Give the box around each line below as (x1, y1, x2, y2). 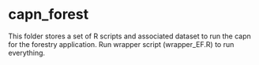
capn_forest (8, 5, 89, 23)
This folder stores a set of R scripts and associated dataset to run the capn (8, 31, 251, 41)
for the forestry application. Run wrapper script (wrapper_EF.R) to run (8, 39, 235, 49)
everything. (8, 48, 46, 57)
